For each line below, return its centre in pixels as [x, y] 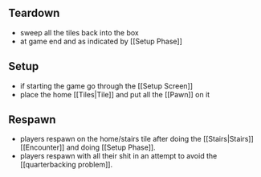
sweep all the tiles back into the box [79, 32]
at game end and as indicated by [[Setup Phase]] [101, 41]
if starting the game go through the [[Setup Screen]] [106, 86]
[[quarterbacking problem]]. [66, 165]
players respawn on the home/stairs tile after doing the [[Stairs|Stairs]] [137, 139]
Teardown [34, 13]
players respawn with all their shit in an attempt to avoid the [118, 156]
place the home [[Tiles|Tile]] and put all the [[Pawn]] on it [115, 94]
